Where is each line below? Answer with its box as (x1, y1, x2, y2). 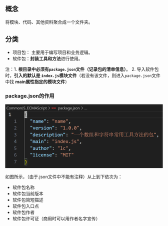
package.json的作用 (5, 92, 55, 99)
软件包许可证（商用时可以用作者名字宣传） (12, 215, 100, 221)
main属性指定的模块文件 (14, 78, 65, 84)
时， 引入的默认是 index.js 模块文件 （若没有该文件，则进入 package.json (5, 72, 152, 78)
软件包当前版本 (12, 190, 43, 196)
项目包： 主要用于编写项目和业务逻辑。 (12, 49, 93, 55)
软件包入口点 (12, 203, 39, 209)
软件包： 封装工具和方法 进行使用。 (12, 55, 83, 61)
